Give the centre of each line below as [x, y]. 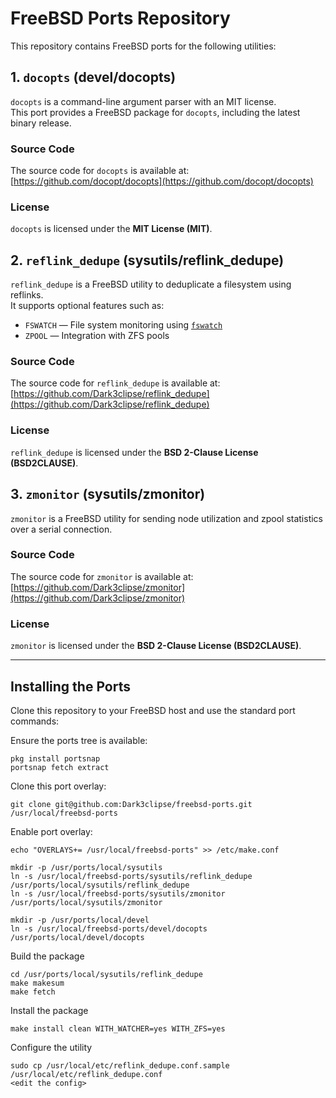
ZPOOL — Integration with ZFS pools [97, 336]
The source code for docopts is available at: [100, 171]
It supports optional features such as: [87, 306]
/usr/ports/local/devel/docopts [77, 937]
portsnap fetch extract [60, 767]
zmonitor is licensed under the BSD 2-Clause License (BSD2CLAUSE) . [156, 646]
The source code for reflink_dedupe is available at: [115, 383]
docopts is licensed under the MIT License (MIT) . [111, 229]
